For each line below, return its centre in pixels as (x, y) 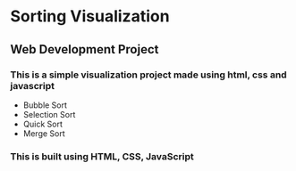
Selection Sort (49, 114)
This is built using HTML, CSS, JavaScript (102, 156)
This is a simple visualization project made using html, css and (148, 75)
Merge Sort (44, 133)
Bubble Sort (45, 105)
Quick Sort (43, 124)
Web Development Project (85, 49)
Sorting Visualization (90, 16)
